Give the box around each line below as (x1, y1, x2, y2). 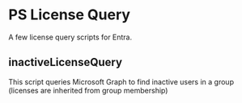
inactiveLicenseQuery (8, 56, 123, 69)
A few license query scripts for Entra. (8, 32, 133, 42)
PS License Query (8, 6, 131, 24)
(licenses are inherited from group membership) (8, 85, 168, 95)
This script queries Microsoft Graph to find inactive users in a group (8, 76, 235, 86)
